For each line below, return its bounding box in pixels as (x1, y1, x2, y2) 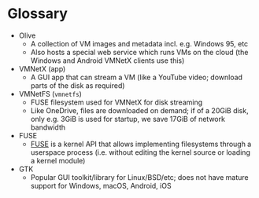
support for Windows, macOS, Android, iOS (30, 181, 172, 190)
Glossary (7, 5, 68, 23)
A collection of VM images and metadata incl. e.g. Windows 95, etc (30, 38, 249, 48)
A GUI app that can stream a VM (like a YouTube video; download (30, 72, 243, 82)
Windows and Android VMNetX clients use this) (30, 56, 185, 65)
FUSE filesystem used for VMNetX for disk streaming (30, 97, 203, 107)
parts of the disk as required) (30, 80, 125, 90)
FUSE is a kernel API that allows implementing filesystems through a (30, 139, 252, 148)
